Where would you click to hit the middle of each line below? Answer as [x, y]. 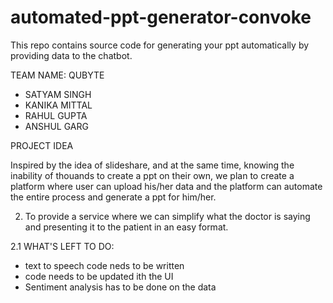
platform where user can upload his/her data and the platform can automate [166, 186]
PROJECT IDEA [42, 145]
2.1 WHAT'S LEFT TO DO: [62, 246]
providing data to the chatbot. [71, 55]
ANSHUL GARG [56, 126]
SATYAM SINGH [58, 94]
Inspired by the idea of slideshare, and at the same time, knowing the [152, 165]
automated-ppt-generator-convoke [161, 17]
